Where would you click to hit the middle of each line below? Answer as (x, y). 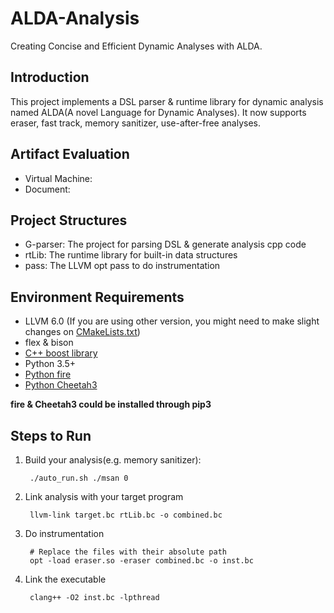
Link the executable (65, 579)
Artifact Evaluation (70, 154)
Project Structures (69, 220)
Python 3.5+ (50, 364)
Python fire (48, 374)
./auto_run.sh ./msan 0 (79, 478)
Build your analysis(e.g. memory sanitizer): (113, 460)
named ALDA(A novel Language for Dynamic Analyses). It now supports (158, 112)
